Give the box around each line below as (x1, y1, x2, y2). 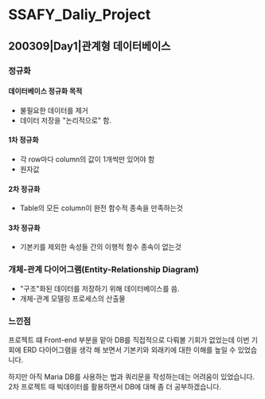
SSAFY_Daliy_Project (8, 6, 151, 24)
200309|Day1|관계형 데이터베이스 (8, 39, 171, 53)
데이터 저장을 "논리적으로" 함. (19, 115, 112, 125)
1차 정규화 (8, 135, 39, 145)
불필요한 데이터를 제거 (19, 105, 89, 115)
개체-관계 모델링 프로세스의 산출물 (19, 293, 126, 303)
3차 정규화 (8, 223, 41, 233)
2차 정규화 (8, 184, 41, 194)
